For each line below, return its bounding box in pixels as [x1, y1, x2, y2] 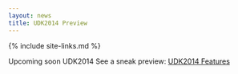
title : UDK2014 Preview [8, 19, 88, 27]
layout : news [8, 11, 52, 20]
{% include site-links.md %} [8, 41, 102, 50]
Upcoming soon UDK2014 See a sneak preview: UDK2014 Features [8, 56, 231, 66]
